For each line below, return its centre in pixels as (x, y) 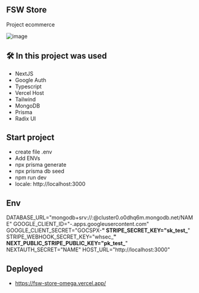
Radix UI (25, 118)
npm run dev (31, 178)
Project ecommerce (31, 24)
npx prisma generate (41, 165)
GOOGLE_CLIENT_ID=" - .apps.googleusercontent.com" (81, 224)
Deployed (25, 269)
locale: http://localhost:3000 (50, 184)
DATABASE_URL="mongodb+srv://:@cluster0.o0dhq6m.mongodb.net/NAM (100, 217)
